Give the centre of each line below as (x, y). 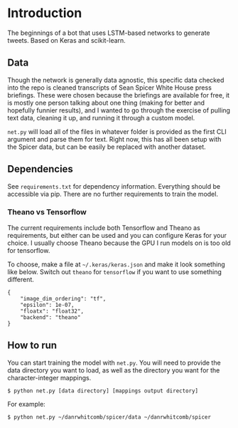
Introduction (45, 13)
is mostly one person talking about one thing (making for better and (106, 103)
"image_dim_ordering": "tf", (63, 298)
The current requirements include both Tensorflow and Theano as (104, 228)
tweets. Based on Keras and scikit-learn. (66, 40)
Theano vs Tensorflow (47, 212)
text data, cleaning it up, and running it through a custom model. (101, 118)
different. (21, 279)
